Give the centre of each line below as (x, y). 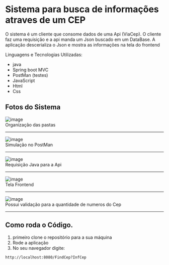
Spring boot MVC (30, 70)
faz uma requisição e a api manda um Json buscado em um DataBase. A (80, 39)
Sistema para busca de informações (82, 9)
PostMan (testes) (30, 75)
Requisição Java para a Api (33, 164)
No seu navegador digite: (39, 248)
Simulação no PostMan (29, 145)
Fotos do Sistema (33, 107)
